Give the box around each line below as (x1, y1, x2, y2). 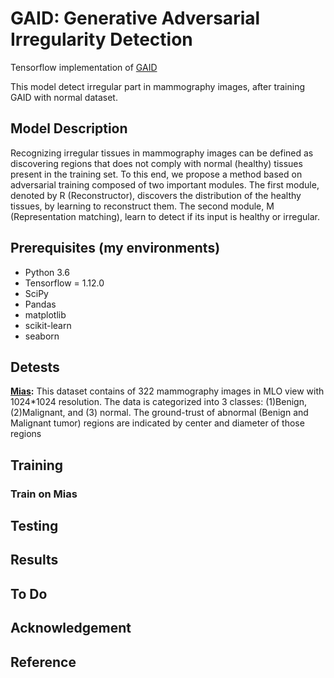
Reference (10, 653, 77, 671)
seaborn (24, 330, 60, 342)
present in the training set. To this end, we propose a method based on (10, 168, 303, 180)
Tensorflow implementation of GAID (10, 61, 158, 73)
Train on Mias (10, 487, 78, 501)
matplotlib (24, 308, 67, 321)
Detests (10, 358, 60, 376)
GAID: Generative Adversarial (10, 7, 261, 30)
